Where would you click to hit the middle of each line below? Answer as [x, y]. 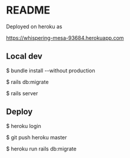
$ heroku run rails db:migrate [41, 149]
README [28, 10]
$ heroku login [24, 126]
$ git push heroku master [37, 137]
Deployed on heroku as [34, 26]
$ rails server [22, 93]
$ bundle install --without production [51, 70]
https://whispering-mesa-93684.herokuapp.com [65, 38]
